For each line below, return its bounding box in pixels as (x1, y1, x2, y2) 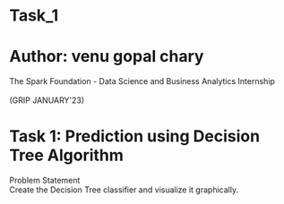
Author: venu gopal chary (9, 47, 204, 67)
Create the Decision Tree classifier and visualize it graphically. (9, 184, 239, 195)
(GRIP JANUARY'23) (9, 95, 85, 106)
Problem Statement (9, 175, 81, 186)
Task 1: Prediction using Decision (9, 126, 261, 147)
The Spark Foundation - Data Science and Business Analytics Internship (9, 76, 276, 87)
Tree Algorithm (9, 145, 124, 166)
